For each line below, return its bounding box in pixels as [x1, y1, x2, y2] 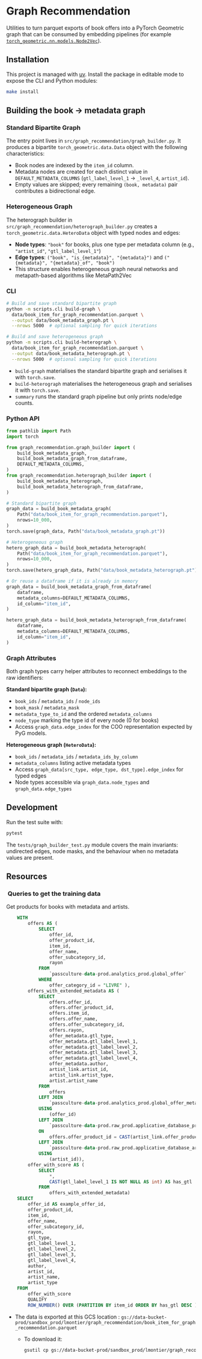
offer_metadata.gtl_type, [49, 1032, 114, 1039]
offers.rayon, [49, 1027, 85, 1033]
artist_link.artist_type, [49, 1072, 114, 1078]
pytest [6, 830, 23, 836]
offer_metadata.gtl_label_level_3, [49, 1049, 138, 1056]
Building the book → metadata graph [6, 106, 146, 116]
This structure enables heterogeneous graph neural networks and [14, 265, 179, 272]
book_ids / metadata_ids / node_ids [14, 697, 101, 705]
